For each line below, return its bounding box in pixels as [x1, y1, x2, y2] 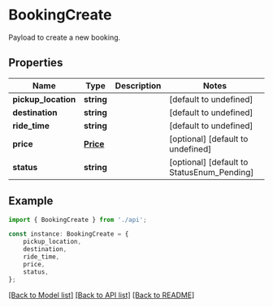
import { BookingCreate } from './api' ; [8, 215, 148, 224]
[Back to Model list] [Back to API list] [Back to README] [8, 290, 195, 300]
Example [8, 194, 54, 208]
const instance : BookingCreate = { [8, 230, 129, 238]
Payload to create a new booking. [8, 32, 121, 42]
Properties [8, 56, 63, 70]
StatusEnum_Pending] [169, 166, 254, 177]
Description [115, 79, 162, 91]
